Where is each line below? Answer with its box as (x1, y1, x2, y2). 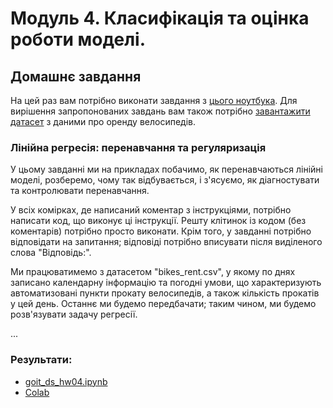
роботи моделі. (10, 28, 146, 51)
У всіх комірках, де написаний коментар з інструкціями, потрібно (10, 204, 292, 216)
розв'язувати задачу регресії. (10, 308, 138, 321)
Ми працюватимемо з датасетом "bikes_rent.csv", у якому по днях (10, 266, 296, 278)
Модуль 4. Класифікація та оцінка (10, 7, 310, 30)
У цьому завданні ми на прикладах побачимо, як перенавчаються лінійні (10, 163, 323, 176)
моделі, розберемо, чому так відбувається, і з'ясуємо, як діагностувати (10, 174, 320, 186)
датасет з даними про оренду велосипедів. (10, 116, 196, 127)
